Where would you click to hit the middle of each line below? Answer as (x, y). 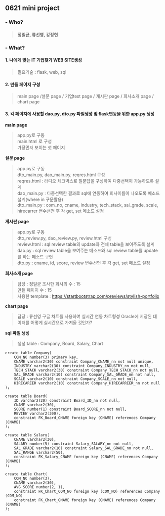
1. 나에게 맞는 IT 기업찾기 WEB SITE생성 (44, 60)
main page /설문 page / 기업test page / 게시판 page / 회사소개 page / (85, 96)
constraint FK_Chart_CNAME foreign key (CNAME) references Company (85, 500)
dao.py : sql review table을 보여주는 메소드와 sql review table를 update (87, 251)
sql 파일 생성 (17, 333)
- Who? (14, 22)
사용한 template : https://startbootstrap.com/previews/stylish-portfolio (88, 296)
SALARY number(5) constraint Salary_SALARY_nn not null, (74, 444)
